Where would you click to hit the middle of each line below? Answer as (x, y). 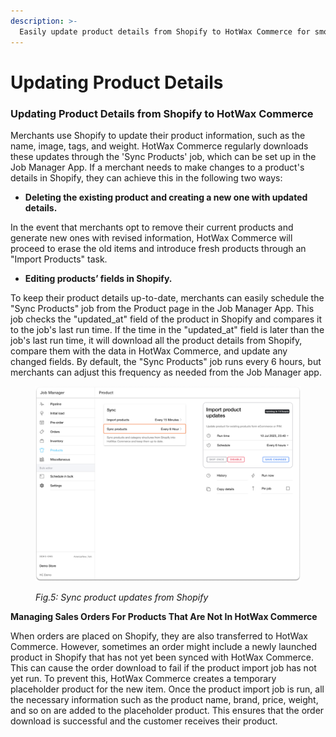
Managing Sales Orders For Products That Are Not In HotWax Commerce (164, 617)
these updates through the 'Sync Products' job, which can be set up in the (163, 156)
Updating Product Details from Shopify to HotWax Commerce (162, 113)
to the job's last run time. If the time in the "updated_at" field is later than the (167, 329)
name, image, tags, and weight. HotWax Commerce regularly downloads (159, 146)
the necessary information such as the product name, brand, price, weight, (164, 700)
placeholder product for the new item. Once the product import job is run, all (167, 689)
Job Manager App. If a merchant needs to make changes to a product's (157, 167)
